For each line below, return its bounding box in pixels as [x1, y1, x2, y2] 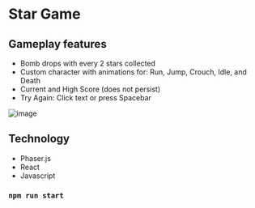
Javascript [19, 171, 56, 180]
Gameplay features [8, 37, 107, 51]
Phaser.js [19, 153, 51, 163]
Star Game [8, 5, 81, 23]
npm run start [8, 191, 64, 200]
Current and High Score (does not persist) [19, 84, 160, 94]
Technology [8, 132, 70, 146]
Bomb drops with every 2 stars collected [19, 58, 156, 68]
